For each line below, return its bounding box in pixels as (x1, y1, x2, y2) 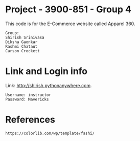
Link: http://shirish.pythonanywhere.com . (5, 82, 92, 88)
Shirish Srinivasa (5, 35, 44, 40)
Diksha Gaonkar (5, 39, 38, 45)
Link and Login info (5, 66, 88, 77)
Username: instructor (5, 92, 52, 97)
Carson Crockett (5, 48, 40, 53)
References (5, 114, 55, 126)
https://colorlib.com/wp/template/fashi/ (5, 131, 95, 136)
